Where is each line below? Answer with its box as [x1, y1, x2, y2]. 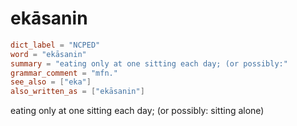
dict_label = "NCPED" [10, 40, 101, 50]
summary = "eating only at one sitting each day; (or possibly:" [10, 58, 288, 69]
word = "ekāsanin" [10, 49, 87, 59]
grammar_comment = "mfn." [10, 68, 118, 78]
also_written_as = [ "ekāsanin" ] [10, 87, 145, 97]
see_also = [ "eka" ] [10, 77, 92, 87]
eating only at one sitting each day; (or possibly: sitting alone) [10, 105, 265, 117]
